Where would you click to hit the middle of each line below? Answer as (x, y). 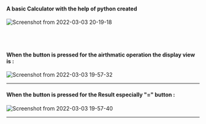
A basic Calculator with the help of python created (72, 9)
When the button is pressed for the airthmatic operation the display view (101, 55)
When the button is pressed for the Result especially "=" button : (91, 95)
